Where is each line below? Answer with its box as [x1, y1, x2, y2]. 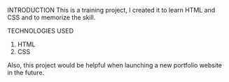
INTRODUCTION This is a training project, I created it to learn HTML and [7, 6, 216, 14]
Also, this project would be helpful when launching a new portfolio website [7, 61, 223, 69]
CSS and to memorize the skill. [7, 13, 96, 22]
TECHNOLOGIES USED [7, 27, 74, 35]
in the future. [7, 69, 45, 76]
